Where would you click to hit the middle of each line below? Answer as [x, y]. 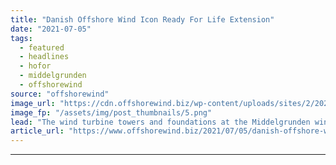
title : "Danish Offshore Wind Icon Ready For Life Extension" [142, 19]
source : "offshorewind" [60, 94]
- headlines [44, 57]
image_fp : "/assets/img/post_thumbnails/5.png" [111, 112]
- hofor [35, 66]
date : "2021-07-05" [51, 29]
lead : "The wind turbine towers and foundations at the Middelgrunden [160, 122]
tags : [21, 38]
